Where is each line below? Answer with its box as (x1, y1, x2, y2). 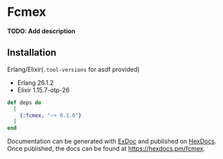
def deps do (7, 99, 41, 106)
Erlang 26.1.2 (17, 78, 54, 87)
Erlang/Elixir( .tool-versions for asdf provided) (7, 65, 140, 73)
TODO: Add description (7, 27, 76, 35)
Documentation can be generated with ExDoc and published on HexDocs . (7, 137, 217, 145)
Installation (7, 47, 57, 59)
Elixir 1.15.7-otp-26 (17, 85, 70, 94)
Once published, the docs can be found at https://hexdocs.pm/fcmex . (7, 145, 206, 153)
